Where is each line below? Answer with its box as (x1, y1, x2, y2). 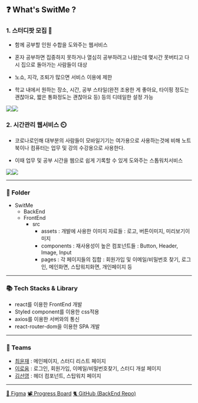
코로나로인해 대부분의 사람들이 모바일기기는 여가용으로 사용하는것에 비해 (14, 137, 181, 144)
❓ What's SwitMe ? (6, 5, 77, 15)
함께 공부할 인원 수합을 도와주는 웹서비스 (14, 41, 108, 48)
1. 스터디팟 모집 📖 (6, 27, 52, 35)
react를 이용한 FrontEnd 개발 (14, 300, 82, 308)
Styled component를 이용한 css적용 (14, 308, 100, 315)
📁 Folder (6, 188, 31, 196)
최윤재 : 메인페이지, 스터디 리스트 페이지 (14, 357, 106, 364)
